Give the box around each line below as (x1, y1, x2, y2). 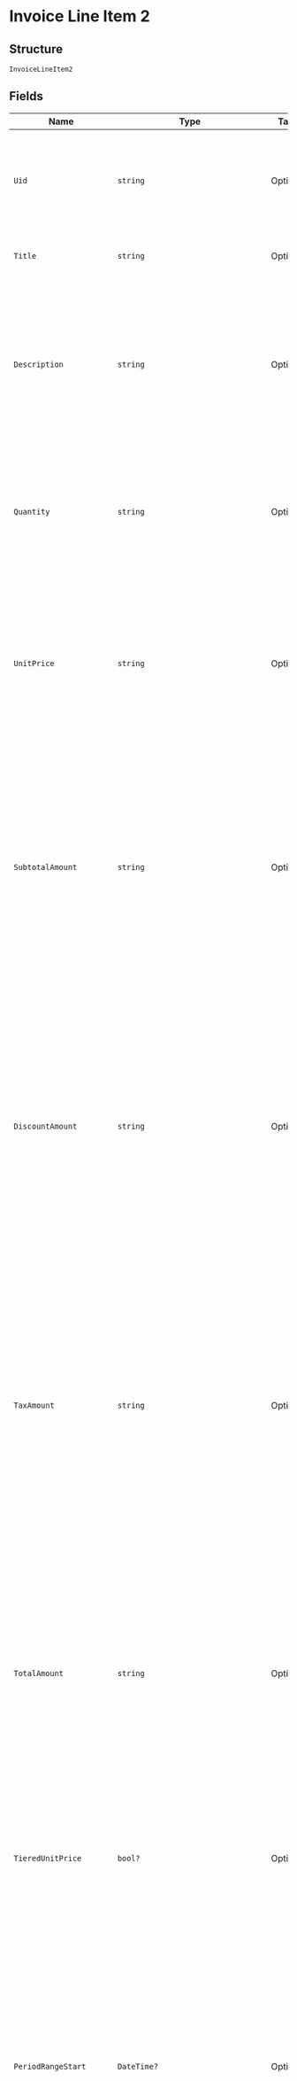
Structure (9, 42, 64, 57)
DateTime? (117, 2062, 159, 2071)
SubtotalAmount (13, 862, 78, 872)
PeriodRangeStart (13, 2062, 87, 2071)
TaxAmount (13, 1400, 55, 1410)
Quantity (13, 507, 50, 516)
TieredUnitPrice (13, 1853, 82, 1863)
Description (13, 359, 65, 369)
